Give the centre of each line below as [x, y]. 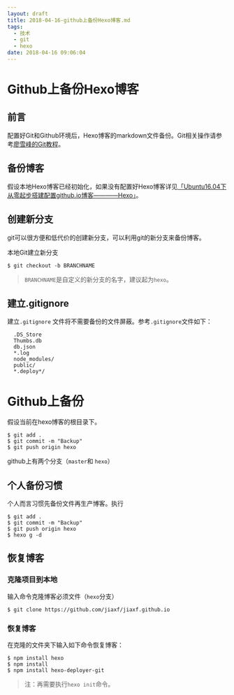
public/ [25, 365]
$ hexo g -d [24, 535]
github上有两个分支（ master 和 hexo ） [60, 461]
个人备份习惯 [35, 485]
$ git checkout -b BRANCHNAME [51, 265]
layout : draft [28, 14]
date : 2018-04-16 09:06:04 [46, 53]
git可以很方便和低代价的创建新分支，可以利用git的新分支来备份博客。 [107, 237]
